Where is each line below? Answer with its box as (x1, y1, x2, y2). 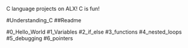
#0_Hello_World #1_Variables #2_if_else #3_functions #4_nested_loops (6, 28, 183, 35)
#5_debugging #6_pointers (6, 35, 74, 41)
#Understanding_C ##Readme (6, 17, 82, 23)
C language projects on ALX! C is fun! (6, 5, 100, 12)
